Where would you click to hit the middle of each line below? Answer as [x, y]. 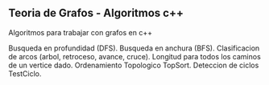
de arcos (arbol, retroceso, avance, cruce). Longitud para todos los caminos [135, 56]
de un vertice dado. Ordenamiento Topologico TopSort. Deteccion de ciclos [134, 65]
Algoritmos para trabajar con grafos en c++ [81, 32]
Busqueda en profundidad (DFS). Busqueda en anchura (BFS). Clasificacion [134, 48]
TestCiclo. [25, 73]
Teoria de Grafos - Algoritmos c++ [96, 13]
